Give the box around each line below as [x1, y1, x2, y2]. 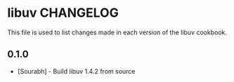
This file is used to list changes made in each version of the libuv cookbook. [7, 28, 227, 36]
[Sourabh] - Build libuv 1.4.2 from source [17, 67, 136, 75]
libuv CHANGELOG [7, 5, 119, 21]
